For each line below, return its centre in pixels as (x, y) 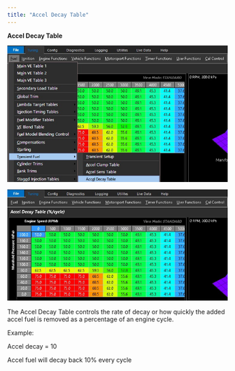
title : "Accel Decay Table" (48, 15)
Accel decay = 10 (32, 346)
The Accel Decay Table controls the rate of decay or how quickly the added (116, 311)
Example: (21, 332)
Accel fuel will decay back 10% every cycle (70, 360)
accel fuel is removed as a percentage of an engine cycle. (91, 319)
